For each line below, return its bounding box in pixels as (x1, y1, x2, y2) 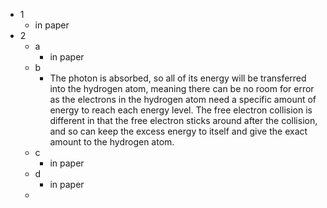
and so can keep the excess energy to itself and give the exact (49, 125, 308, 137)
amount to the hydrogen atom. (49, 136, 175, 148)
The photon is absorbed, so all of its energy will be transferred (49, 72, 307, 84)
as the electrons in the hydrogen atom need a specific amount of (49, 94, 317, 105)
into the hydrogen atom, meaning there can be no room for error (49, 83, 315, 94)
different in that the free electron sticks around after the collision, (49, 115, 318, 126)
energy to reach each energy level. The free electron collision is (49, 104, 313, 116)
